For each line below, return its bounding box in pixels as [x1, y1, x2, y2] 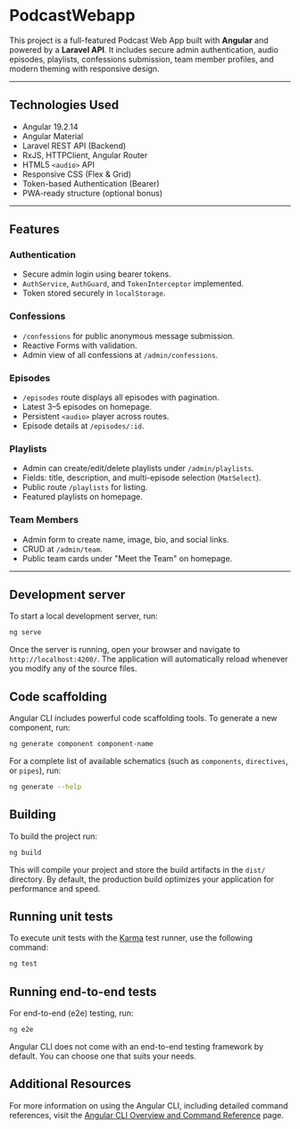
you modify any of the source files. [9, 663, 137, 674]
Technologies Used [9, 97, 119, 112]
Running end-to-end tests [9, 984, 157, 1000]
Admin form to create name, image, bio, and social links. [21, 534, 229, 544]
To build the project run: [9, 831, 98, 842]
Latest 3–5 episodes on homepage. [21, 402, 153, 412]
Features [9, 222, 60, 237]
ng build [9, 848, 42, 857]
